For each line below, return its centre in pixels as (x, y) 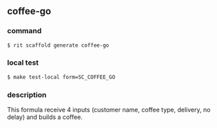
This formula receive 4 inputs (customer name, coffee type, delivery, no (109, 110)
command (24, 31)
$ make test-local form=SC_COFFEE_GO (61, 77)
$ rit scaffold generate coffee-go (58, 45)
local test (23, 63)
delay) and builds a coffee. (45, 117)
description (27, 94)
